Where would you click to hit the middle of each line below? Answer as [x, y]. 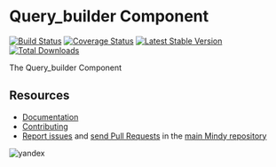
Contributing [45, 126]
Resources [39, 95]
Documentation [50, 116]
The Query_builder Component [66, 68]
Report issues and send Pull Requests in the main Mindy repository [144, 136]
